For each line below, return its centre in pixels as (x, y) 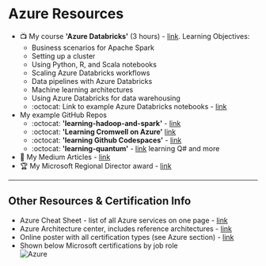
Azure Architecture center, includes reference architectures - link (125, 228)
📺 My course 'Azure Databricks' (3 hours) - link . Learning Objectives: (135, 36)
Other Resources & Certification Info (100, 201)
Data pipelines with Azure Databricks (92, 81)
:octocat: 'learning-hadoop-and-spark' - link (106, 123)
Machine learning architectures (82, 89)
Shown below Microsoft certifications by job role (99, 245)
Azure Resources (66, 14)
